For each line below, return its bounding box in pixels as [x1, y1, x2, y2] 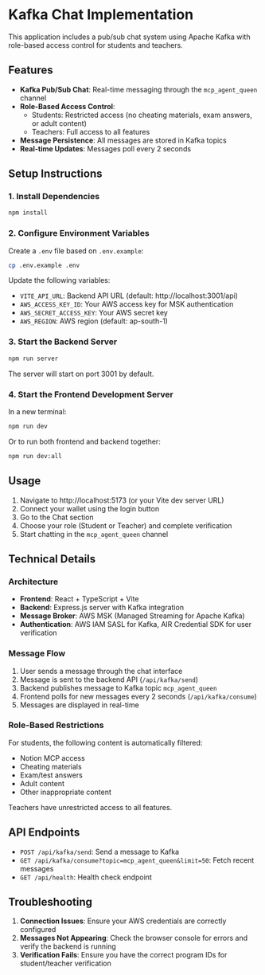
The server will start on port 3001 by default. [8, 369, 154, 378]
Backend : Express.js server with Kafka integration [19, 603, 185, 613]
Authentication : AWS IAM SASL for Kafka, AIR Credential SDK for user [19, 620, 252, 629]
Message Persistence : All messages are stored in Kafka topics [19, 135, 227, 145]
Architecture [8, 576, 59, 587]
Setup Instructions [8, 167, 103, 181]
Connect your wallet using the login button [19, 503, 160, 513]
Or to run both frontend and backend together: [8, 437, 161, 446]
